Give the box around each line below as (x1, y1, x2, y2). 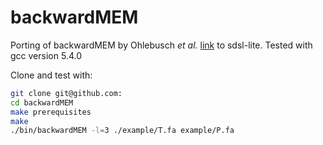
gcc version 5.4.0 (10, 49, 82, 61)
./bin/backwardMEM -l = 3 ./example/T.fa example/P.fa (10, 126, 235, 136)
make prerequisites (10, 107, 92, 117)
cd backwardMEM (10, 97, 74, 108)
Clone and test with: (10, 69, 93, 81)
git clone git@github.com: (10, 88, 123, 98)
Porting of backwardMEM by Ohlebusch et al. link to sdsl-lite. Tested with (10, 39, 313, 51)
